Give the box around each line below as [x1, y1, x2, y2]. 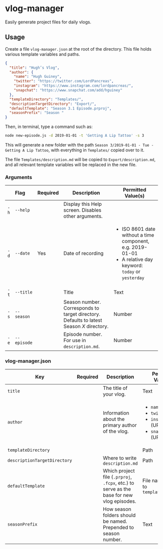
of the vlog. [102, 428, 129, 435]
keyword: [122, 262, 143, 269]
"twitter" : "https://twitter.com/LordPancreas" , [14, 79, 114, 84]
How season [102, 506, 131, 512]
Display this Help [63, 201, 102, 207]
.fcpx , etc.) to [102, 479, 134, 486]
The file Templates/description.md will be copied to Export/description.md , [5, 157, 156, 162]
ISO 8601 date [122, 226, 156, 233]
